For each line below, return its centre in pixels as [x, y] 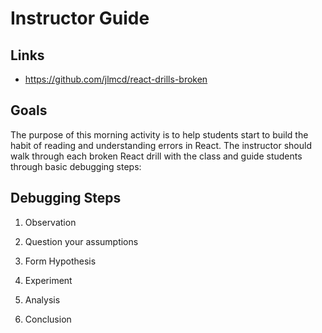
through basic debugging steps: [76, 166]
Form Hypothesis [60, 261]
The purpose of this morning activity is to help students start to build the [159, 134]
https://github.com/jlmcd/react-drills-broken [116, 79]
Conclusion [48, 319]
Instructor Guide [80, 18]
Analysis [42, 299]
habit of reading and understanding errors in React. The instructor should [161, 145]
